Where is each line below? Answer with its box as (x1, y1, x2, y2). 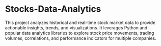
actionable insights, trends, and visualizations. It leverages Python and (5, 24, 148, 30)
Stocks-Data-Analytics (5, 3, 102, 15)
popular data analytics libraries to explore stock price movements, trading (5, 30, 155, 36)
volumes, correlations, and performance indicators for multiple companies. (5, 35, 156, 41)
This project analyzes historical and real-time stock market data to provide (5, 20, 156, 25)
